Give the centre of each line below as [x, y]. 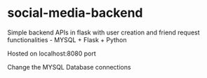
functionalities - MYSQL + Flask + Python [67, 39]
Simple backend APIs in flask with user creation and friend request [103, 32]
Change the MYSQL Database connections [69, 67]
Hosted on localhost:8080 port [52, 53]
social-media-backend [75, 13]
